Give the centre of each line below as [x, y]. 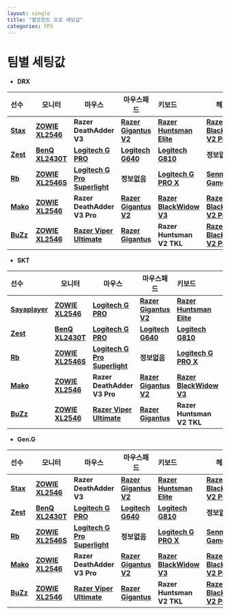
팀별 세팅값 [36, 62]
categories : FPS [30, 26]
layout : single [29, 13]
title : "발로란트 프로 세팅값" [45, 20]
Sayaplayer [29, 310]
